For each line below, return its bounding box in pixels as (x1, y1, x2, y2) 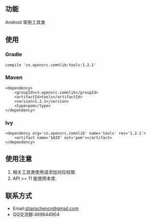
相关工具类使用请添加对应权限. (12, 169, 77, 175)
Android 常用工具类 (5, 19, 46, 25)
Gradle (5, 51, 22, 58)
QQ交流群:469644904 (12, 211, 60, 217)
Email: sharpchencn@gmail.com (12, 205, 79, 211)
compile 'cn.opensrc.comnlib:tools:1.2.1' (5, 62, 96, 67)
